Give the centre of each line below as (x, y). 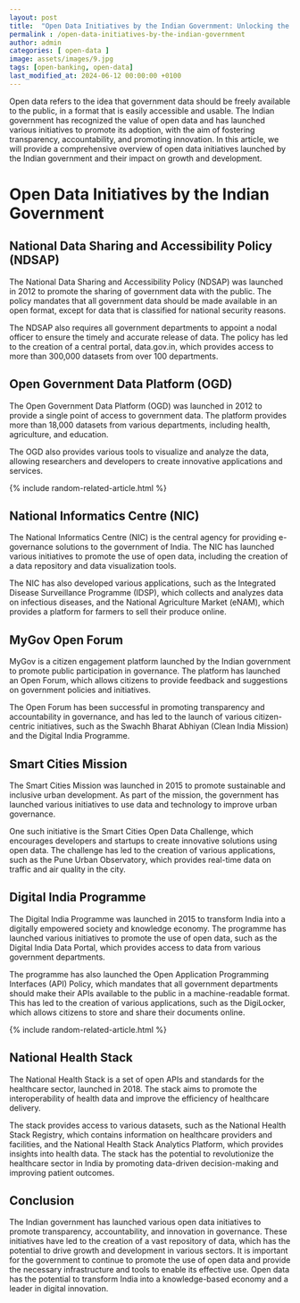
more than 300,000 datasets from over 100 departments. (114, 356)
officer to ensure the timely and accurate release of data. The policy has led (149, 337)
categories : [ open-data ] (59, 51)
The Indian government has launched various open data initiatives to (135, 1223)
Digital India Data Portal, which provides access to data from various (135, 947)
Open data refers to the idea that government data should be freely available (150, 101)
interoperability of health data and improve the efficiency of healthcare (139, 1098)
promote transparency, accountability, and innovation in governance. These (148, 1231)
